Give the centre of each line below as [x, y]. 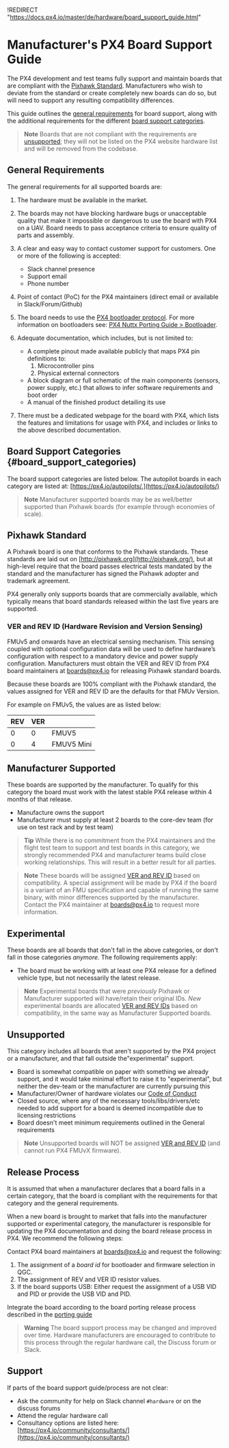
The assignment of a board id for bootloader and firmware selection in [116, 1264]
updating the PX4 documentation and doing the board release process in [110, 1231]
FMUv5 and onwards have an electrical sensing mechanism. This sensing [110, 641]
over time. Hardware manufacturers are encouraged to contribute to [120, 1335]
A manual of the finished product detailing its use [96, 402]
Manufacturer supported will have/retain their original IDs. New [112, 998]
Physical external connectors [78, 373]
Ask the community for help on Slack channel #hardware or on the [109, 1401]
